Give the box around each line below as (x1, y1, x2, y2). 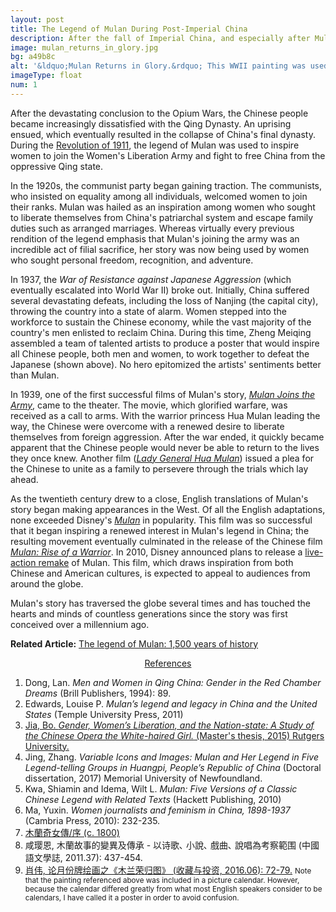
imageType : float (10, 71, 83, 81)
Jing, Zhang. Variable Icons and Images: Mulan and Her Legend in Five (24, 751, 320, 763)
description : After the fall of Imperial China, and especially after (10, 33, 311, 43)
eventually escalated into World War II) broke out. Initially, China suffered (10, 284, 310, 296)
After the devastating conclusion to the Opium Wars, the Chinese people (10, 107, 309, 119)
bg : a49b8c (10, 52, 56, 62)
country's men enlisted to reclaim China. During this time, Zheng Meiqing (10, 326, 312, 338)
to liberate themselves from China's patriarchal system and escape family (10, 211, 314, 223)
